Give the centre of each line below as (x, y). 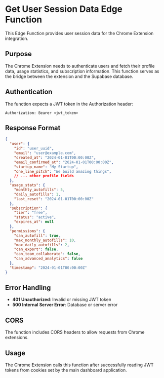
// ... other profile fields (44, 176)
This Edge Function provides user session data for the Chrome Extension (80, 33)
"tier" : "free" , (31, 213)
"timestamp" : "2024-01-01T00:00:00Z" (48, 267)
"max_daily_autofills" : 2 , (42, 245)
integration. (17, 38)
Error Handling (28, 288)
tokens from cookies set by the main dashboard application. (66, 370)
